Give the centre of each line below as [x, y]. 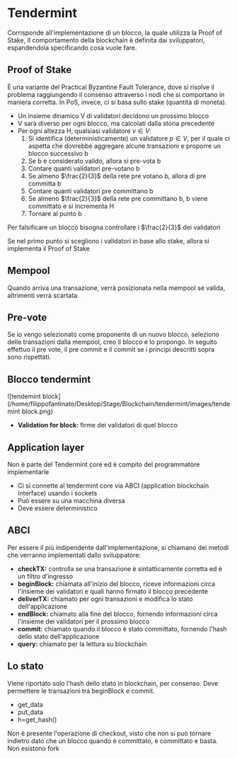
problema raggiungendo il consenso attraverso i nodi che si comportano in [116, 94]
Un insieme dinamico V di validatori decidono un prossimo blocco [113, 115]
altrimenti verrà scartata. [43, 295]
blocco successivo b [58, 153]
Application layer [46, 447]
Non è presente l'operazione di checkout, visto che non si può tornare [109, 733]
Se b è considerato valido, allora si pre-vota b [94, 161]
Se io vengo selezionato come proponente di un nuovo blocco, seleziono [113, 335]
